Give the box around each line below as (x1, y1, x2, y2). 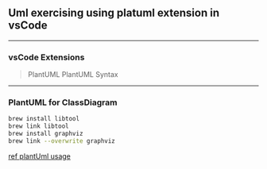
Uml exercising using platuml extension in (8, 6, 220, 20)
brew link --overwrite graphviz (8, 137, 115, 145)
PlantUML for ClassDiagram (8, 97, 118, 108)
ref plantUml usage (8, 151, 72, 161)
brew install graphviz (8, 130, 83, 138)
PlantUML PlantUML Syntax (27, 70, 118, 79)
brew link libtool (8, 122, 69, 130)
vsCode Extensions (8, 52, 85, 63)
